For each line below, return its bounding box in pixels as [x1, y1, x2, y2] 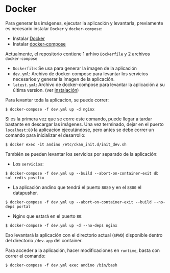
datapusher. [12, 190, 38, 196]
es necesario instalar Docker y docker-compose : [5, 25, 103, 31]
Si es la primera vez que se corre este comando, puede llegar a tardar [5, 116, 152, 122]
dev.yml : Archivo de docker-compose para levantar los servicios [12, 70, 148, 77]
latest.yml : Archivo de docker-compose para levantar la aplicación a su [12, 81, 165, 88]
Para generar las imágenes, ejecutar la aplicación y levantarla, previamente [5, 20, 163, 26]
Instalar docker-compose [12, 40, 66, 47]
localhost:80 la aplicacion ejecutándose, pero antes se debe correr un [5, 127, 154, 133]
